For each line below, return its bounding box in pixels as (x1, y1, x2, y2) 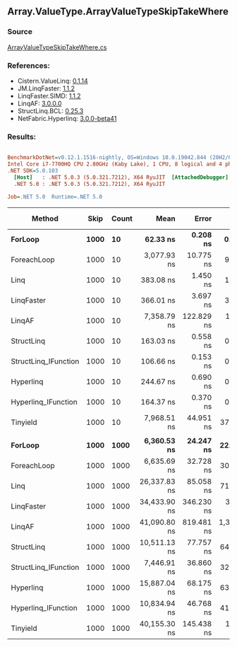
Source (7, 27, 33, 37)
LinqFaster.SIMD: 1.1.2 (17, 91, 81, 100)
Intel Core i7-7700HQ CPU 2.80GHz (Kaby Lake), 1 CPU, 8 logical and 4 (7, 161, 222, 168)
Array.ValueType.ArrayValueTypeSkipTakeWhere (7, 6, 229, 18)
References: (7, 60, 51, 70)
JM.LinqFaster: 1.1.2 (17, 84, 75, 93)
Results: (7, 132, 37, 141)
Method (31, 214, 59, 223)
